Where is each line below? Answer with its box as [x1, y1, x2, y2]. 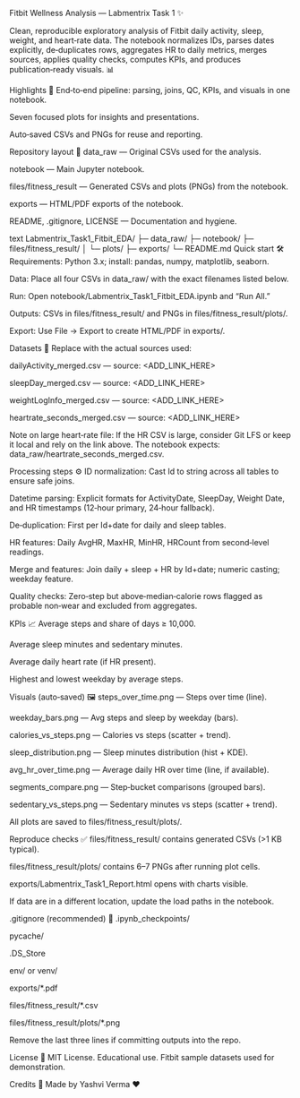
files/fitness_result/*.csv [9, 1000, 99, 1010]
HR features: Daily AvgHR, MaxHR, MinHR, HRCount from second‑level [9, 537, 270, 547]
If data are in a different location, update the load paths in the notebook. [9, 896, 275, 906]
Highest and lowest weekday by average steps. [9, 673, 184, 684]
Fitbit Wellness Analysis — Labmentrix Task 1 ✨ [9, 8, 184, 18]
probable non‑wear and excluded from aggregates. [9, 600, 198, 611]
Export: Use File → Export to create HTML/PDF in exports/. [9, 326, 226, 336]
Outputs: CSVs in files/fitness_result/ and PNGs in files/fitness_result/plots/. [9, 308, 288, 319]
